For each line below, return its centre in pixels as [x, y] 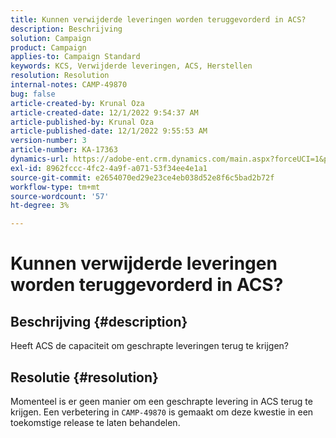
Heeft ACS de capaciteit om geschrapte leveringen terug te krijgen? [150, 346]
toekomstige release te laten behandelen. [95, 422]
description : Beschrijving [66, 29]
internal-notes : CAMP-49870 [69, 85]
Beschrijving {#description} [99, 321]
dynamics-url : [40, 159]
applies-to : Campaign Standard [75, 57]
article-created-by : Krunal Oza [77, 103]
